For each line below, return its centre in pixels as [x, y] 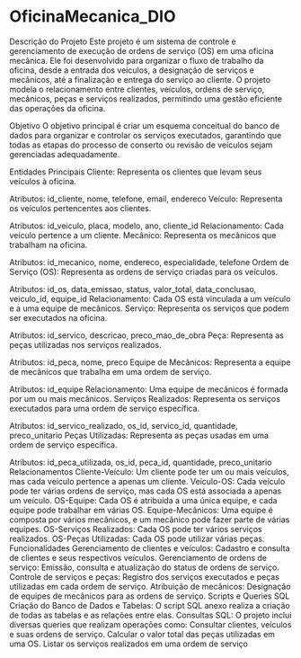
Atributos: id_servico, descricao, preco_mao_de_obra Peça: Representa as [147, 335]
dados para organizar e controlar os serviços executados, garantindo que [146, 135]
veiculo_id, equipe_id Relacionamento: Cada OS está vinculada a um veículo [150, 298]
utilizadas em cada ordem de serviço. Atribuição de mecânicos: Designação [150, 586]
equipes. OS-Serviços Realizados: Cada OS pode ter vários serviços [136, 529]
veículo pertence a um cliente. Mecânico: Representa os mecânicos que [143, 235]
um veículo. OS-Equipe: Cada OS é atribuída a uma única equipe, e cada [143, 500]
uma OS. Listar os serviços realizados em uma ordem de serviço [129, 644]
